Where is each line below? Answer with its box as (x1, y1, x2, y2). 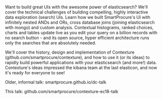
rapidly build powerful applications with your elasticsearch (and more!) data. (5, 60, 157, 65)
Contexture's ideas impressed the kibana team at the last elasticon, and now (5, 65, 157, 71)
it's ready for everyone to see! (5, 70, 65, 75)
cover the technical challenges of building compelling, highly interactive (5, 9, 148, 15)
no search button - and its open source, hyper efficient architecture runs (5, 35, 149, 41)
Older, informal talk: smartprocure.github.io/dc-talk (5, 79, 106, 85)
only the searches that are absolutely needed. (5, 40, 97, 45)
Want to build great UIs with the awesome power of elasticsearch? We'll (5, 4, 148, 10)
